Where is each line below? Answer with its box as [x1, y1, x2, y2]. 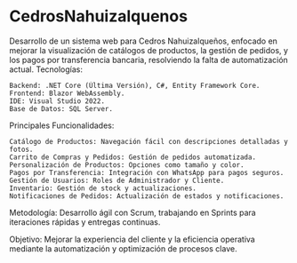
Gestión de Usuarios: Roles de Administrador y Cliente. [9, 176, 225, 185]
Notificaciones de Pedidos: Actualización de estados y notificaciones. [9, 191, 285, 201]
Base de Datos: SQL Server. [9, 104, 114, 113]
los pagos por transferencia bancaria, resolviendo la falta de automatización [9, 54, 289, 65]
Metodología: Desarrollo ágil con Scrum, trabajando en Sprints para [9, 207, 256, 218]
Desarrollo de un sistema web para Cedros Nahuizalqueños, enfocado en [9, 36, 278, 46]
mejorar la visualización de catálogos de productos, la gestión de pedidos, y [9, 44, 289, 55]
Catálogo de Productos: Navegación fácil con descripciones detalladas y [9, 137, 289, 146]
